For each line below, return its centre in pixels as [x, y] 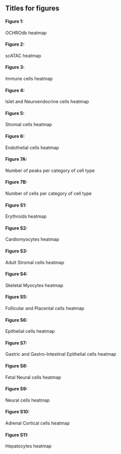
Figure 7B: [16, 182]
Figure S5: [17, 297]
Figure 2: [15, 44]
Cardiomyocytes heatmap [32, 239]
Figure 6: [15, 136]
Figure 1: [14, 21]
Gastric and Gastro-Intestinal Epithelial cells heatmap [61, 354]
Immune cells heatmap [29, 79]
